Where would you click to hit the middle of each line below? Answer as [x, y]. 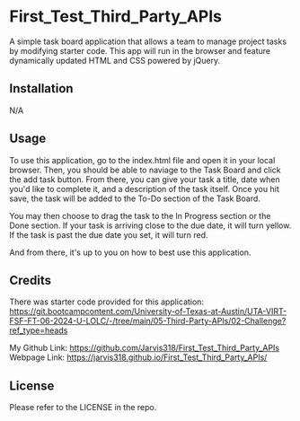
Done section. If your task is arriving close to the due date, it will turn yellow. [150, 225]
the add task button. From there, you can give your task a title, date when [145, 179]
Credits [31, 280]
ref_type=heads [39, 330]
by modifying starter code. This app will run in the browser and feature [140, 50]
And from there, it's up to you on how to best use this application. [130, 252]
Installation [41, 88]
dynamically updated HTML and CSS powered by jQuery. [115, 60]
